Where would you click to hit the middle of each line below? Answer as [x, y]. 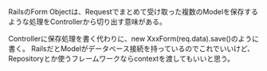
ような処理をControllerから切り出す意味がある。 [88, 22]
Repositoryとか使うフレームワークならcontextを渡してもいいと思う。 [122, 59]
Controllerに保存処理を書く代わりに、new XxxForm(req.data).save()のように [133, 39]
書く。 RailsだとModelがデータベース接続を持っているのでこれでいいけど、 [132, 49]
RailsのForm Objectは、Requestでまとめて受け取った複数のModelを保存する [133, 12]
